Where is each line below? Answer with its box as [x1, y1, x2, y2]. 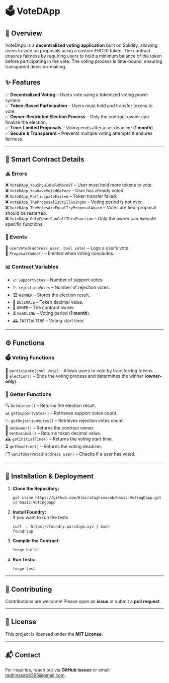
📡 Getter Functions [5, 391, 52, 398]
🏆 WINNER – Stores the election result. [12, 292, 91, 298]
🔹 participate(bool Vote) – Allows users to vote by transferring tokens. [5, 367, 154, 374]
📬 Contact [5, 651, 41, 659]
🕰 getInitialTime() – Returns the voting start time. [5, 436, 113, 442]
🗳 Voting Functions [5, 354, 55, 361]
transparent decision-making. [5, 64, 67, 69]
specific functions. [5, 221, 44, 227]
